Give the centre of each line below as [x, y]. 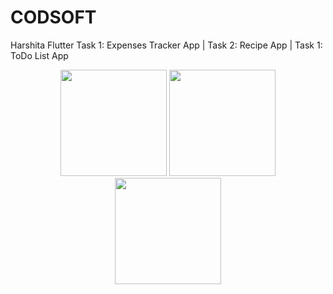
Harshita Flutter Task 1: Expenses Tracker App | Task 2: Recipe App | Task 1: [166, 45]
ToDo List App [39, 55]
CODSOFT [53, 17]
